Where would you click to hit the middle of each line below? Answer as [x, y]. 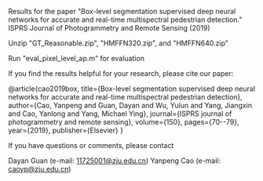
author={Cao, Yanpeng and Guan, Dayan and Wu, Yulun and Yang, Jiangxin [130, 105]
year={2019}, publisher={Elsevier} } [66, 130]
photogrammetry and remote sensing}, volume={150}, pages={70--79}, [124, 122]
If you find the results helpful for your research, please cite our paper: [121, 73]
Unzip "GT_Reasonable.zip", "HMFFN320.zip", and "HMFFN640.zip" [119, 43]
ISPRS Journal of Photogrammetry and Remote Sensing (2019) [109, 28]
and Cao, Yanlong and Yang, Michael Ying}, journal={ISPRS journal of [120, 114]
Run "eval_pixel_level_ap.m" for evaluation [77, 58]
